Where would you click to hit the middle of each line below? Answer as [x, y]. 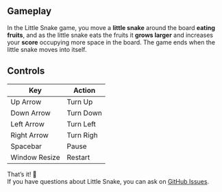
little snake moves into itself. [47, 49]
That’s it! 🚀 [22, 174]
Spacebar [26, 146]
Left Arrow [27, 124]
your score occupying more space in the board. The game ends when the [111, 42]
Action [84, 90]
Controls [26, 71]
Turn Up [80, 102]
